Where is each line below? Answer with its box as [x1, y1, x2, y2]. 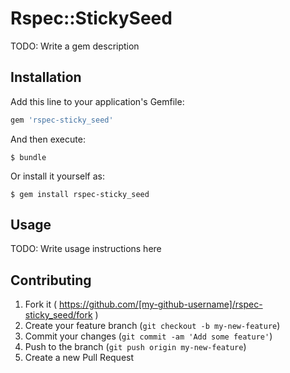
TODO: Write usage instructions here [10, 243, 162, 255]
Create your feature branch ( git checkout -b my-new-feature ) [24, 320, 281, 332]
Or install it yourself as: [10, 170, 105, 182]
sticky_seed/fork [24, 309, 93, 321]
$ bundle [10, 152, 47, 162]
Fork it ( [24, 298, 58, 311]
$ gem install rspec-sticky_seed [10, 189, 150, 199]
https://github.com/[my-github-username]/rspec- [58, 298, 263, 311]
